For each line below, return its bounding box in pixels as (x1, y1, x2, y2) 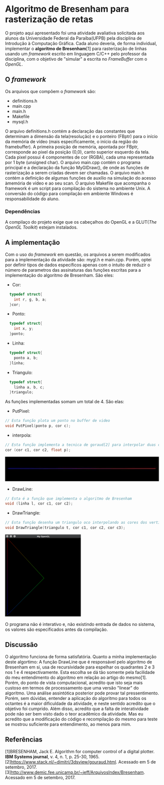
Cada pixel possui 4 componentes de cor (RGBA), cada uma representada (5, 154, 154, 160)
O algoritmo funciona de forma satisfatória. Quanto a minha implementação (5, 653, 157, 659)
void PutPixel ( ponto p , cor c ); (5, 423, 71, 429)
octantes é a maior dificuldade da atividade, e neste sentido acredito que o (5, 700, 156, 706)
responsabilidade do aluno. (5, 196, 60, 202)
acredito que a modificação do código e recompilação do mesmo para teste (5, 716, 158, 722)
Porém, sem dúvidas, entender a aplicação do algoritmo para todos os (5, 695, 146, 701)
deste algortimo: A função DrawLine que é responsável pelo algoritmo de (5, 659, 152, 665)
